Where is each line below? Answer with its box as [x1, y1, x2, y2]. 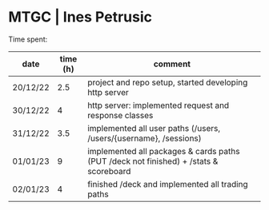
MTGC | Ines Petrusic [8, 8, 152, 26]
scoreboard [87, 165, 131, 176]
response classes [87, 109, 154, 121]
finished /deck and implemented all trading [87, 178, 248, 189]
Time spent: [8, 34, 48, 44]
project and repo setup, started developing [87, 77, 248, 88]
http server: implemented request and [87, 100, 230, 111]
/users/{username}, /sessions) [87, 133, 202, 144]
